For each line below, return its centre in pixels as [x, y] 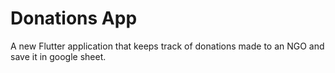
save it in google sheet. [58, 56]
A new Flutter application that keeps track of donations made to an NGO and [167, 46]
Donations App [74, 18]
